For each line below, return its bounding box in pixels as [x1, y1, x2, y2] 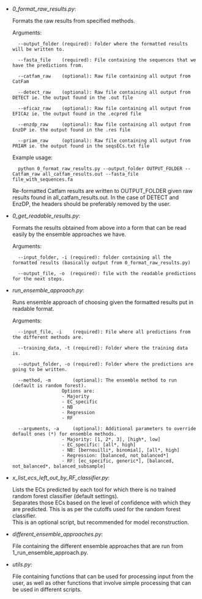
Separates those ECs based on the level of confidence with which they [12, 499, 191, 506]
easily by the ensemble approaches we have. [12, 230, 127, 238]
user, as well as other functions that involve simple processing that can [12, 579, 192, 586]
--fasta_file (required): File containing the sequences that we [18, 57, 196, 63]
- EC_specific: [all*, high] [61, 442, 136, 448]
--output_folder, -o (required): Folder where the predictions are [18, 361, 194, 367]
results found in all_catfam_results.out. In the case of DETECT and [12, 194, 179, 201]
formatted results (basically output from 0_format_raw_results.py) [12, 260, 191, 266]
